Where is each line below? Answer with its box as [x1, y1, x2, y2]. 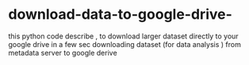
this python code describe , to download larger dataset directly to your [8, 31, 239, 41]
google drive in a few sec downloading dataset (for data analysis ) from [8, 39, 242, 49]
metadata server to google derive [8, 48, 117, 57]
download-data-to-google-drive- [8, 5, 232, 23]
